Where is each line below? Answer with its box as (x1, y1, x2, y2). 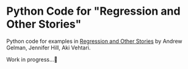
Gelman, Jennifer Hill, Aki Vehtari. (6, 44, 91, 51)
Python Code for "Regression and (6, 4, 181, 18)
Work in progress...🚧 (6, 56, 58, 63)
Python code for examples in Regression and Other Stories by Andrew (6, 37, 183, 45)
